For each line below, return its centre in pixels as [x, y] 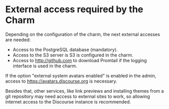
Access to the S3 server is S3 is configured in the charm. [73, 55]
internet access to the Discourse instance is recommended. [68, 102]
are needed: [18, 40]
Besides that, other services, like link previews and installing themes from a [84, 91]
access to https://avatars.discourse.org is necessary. [61, 81]
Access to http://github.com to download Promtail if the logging [80, 60]
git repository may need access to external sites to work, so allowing [78, 96]
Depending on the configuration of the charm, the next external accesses [83, 34]
